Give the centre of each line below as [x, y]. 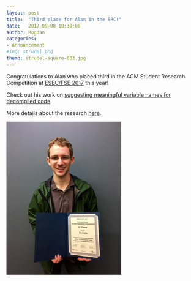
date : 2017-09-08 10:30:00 [43, 26]
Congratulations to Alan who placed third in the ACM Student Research [96, 76]
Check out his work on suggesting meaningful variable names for [89, 94]
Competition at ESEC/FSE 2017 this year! [58, 83]
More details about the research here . [54, 113]
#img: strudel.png [30, 52]
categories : [21, 39]
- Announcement [26, 45]
